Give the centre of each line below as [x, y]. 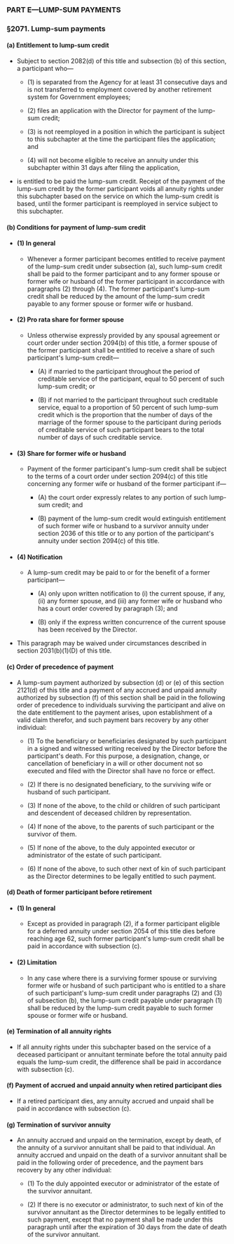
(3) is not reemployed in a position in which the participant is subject [126, 132]
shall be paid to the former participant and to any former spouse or [124, 274]
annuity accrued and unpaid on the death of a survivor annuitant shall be [122, 1155]
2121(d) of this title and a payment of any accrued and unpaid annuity [117, 690]
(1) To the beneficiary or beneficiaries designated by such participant [127, 741]
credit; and [67, 505]
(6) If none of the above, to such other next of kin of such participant [126, 868]
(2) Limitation [37, 962]
